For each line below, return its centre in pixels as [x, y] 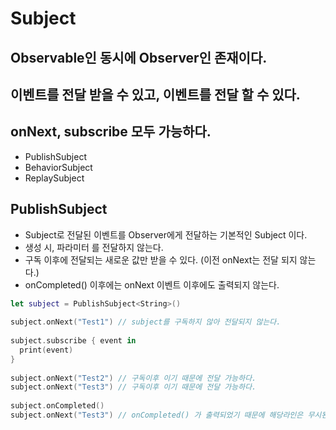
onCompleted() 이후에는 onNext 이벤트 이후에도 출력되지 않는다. [152, 284]
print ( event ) [46, 350]
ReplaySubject [54, 178]
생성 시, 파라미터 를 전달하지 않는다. [94, 247]
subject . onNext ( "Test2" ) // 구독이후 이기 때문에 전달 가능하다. [133, 378]
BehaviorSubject [58, 167]
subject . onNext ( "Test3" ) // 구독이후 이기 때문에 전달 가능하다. [133, 387]
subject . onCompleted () [57, 406]
